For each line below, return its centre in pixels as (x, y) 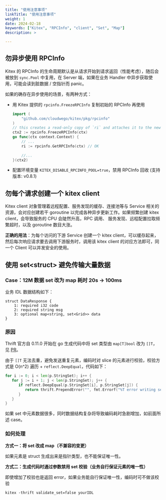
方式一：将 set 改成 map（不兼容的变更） (47, 446)
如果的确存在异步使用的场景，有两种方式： (48, 94)
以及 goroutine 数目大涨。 (48, 225)
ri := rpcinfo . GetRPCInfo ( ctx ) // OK (60, 146)
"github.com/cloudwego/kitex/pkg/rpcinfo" (66, 119)
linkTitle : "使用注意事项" (31, 14)
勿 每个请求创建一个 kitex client (52, 193)
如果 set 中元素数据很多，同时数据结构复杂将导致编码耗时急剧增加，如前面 (81, 413)
